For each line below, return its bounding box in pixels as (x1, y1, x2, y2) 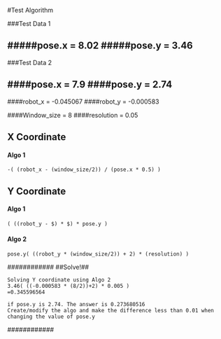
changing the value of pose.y (7, 313, 96, 321)
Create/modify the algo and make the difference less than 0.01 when (7, 307, 215, 314)
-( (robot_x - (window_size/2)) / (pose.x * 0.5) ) (7, 166, 161, 174)
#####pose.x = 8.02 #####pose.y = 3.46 (7, 40, 194, 52)
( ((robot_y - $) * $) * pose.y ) (7, 220, 108, 227)
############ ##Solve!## (7, 263, 90, 272)
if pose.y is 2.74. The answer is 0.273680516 (7, 301, 145, 308)
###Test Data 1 (7, 20, 51, 27)
